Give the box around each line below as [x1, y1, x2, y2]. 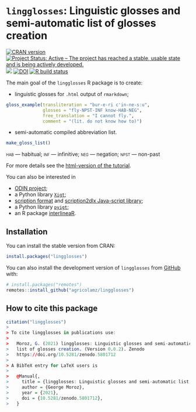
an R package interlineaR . [14, 210, 76, 217]
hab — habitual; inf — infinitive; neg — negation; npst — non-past [6, 151, 160, 158]
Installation [6, 227, 48, 237]
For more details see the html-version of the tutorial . [6, 162, 131, 169]
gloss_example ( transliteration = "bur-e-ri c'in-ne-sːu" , [6, 101, 150, 108]
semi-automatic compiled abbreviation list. [14, 129, 117, 136]
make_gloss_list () [6, 140, 51, 146]
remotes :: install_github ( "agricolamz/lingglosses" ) [6, 287, 134, 293]
